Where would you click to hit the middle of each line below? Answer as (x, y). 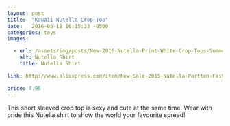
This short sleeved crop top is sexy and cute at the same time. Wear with (110, 108)
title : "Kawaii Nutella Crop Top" (58, 20)
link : (15, 76)
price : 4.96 (24, 88)
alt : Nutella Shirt (47, 58)
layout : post (26, 13)
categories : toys (32, 32)
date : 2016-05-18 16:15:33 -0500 (58, 26)
